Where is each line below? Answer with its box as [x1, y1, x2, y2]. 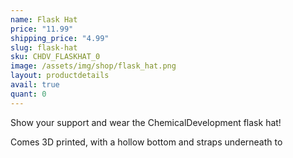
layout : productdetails [10, 71, 110, 81]
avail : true [10, 80, 60, 90]
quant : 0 [10, 89, 47, 99]
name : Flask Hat [10, 14, 78, 25]
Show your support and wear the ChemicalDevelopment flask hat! [10, 116, 282, 128]
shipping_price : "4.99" [10, 33, 110, 43]
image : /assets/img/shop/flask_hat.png [10, 61, 177, 71]
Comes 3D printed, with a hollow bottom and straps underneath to [10, 136, 283, 148]
